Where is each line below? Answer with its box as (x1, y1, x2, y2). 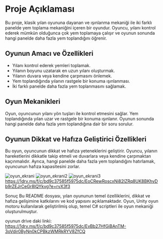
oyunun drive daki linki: (5, 218, 52, 224)
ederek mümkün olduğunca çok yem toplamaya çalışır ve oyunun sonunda (5, 30, 155, 36)
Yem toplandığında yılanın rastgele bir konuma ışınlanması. (12, 78, 131, 84)
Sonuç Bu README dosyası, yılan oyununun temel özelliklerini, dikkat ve (5, 193, 151, 199)
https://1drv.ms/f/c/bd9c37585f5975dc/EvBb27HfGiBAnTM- (5, 223, 126, 229)
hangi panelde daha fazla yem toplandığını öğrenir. (5, 35, 107, 41)
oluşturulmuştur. (5, 209, 38, 215)
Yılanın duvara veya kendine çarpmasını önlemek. (12, 72, 113, 79)
